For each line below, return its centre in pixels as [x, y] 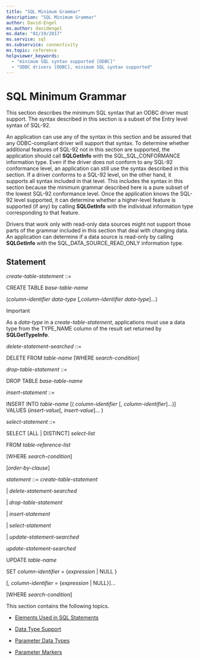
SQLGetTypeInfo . [28, 335]
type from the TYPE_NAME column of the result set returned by [84, 329]
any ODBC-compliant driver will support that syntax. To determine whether [98, 143]
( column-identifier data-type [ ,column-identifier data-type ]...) [82, 299]
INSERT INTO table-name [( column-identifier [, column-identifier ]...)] [91, 404]
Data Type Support [38, 629]
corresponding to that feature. [43, 213]
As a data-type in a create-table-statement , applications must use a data [96, 322]
